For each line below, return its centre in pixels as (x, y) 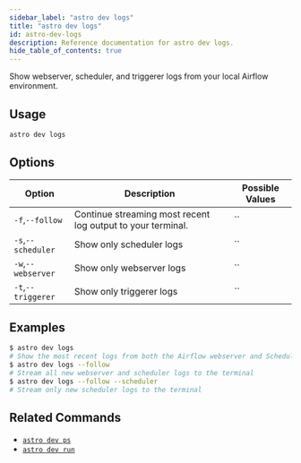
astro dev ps (47, 440)
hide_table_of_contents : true (66, 51)
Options (32, 163)
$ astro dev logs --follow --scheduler (84, 382)
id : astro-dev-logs (46, 34)
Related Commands (65, 418)
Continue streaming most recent (142, 214)
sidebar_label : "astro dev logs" (72, 17)
